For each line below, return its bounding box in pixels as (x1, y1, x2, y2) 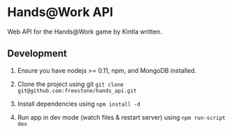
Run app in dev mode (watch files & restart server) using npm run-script (17, 113, 226, 121)
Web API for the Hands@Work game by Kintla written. (7, 27, 162, 36)
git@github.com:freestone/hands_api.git (17, 87, 137, 94)
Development (7, 48, 68, 59)
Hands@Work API (7, 4, 114, 20)
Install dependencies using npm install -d (17, 99, 141, 108)
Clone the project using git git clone (17, 80, 124, 88)
